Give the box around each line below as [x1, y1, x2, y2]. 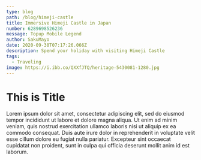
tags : [6, 53, 20, 59]
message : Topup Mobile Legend [6, 31, 82, 37]
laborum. [6, 148, 29, 156]
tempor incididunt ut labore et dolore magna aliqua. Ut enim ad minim [6, 116, 178, 123]
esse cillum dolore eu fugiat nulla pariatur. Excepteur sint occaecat [6, 135, 171, 143]
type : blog [6, 8, 34, 15]
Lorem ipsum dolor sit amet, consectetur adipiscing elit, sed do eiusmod [6, 110, 185, 117]
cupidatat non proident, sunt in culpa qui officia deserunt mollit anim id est [6, 142, 190, 149]
